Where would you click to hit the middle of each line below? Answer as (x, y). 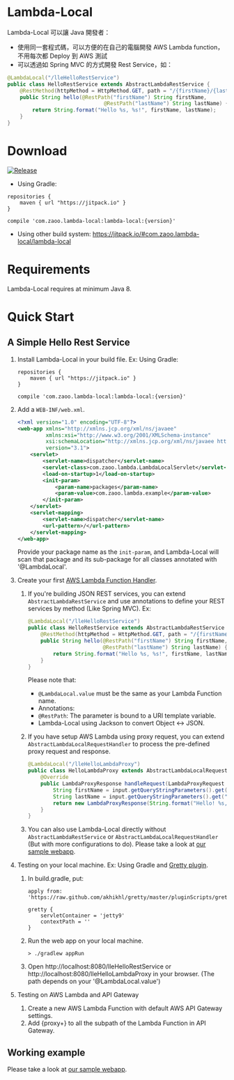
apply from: (45, 892)
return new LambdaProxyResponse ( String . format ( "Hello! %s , (140, 803)
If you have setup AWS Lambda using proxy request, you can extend (126, 736)
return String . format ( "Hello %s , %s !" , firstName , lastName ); (124, 110)
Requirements (49, 270)
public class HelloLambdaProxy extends (86, 771)
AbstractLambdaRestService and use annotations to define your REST (126, 601)
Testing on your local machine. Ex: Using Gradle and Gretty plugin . (113, 865)
